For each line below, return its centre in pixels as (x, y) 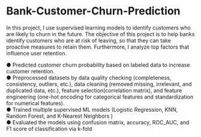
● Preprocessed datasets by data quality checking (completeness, (89, 78)
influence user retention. (37, 53)
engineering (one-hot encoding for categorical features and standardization (100, 97)
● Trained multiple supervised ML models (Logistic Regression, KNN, (92, 109)
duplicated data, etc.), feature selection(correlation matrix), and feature (94, 90)
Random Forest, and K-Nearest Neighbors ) (59, 116)
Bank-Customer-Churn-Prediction (94, 11)
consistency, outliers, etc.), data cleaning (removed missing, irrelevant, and (99, 84)
